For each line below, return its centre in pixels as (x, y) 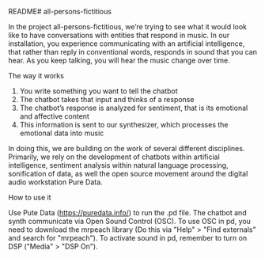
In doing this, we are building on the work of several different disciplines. (127, 148)
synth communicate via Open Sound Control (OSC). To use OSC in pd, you (130, 221)
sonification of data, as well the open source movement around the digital (128, 174)
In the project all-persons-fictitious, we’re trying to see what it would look (128, 27)
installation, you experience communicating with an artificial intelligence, (127, 44)
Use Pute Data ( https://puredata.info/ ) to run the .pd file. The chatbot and (127, 212)
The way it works (36, 76)
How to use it (30, 197)
